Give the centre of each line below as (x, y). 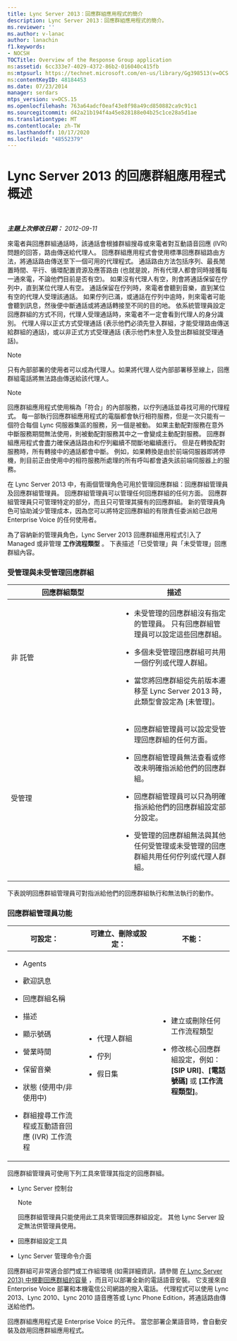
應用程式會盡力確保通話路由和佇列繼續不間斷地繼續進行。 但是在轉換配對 (119, 443)
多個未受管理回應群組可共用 (180, 652)
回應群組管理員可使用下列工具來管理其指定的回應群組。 (87, 1173)
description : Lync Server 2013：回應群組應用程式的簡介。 (87, 21)
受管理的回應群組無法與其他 (180, 835)
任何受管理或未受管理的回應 (180, 846)
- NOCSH (19, 54)
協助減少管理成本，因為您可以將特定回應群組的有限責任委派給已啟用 (118, 511)
